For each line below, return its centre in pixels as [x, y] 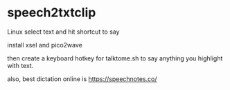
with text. [20, 65]
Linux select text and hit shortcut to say [63, 32]
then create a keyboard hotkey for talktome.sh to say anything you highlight [115, 58]
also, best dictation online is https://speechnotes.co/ [82, 79]
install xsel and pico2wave [45, 45]
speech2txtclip [52, 13]
